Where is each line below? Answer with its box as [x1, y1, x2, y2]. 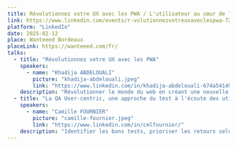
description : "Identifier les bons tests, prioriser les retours [20, 128, 217, 135]
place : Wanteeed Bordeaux [7, 36, 83, 44]
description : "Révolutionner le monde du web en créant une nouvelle [20, 88, 229, 95]
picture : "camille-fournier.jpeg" [32, 114, 134, 121]
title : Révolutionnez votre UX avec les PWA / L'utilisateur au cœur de [7, 10, 226, 18]
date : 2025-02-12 [7, 29, 59, 37]
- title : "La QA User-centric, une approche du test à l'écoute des [13, 95, 219, 102]
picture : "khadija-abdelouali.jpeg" [32, 75, 140, 83]
